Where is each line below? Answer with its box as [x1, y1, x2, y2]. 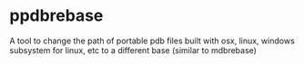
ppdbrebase [9, 5, 104, 26]
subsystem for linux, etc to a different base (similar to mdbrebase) [9, 44, 258, 55]
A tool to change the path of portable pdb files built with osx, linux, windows [9, 35, 296, 46]
